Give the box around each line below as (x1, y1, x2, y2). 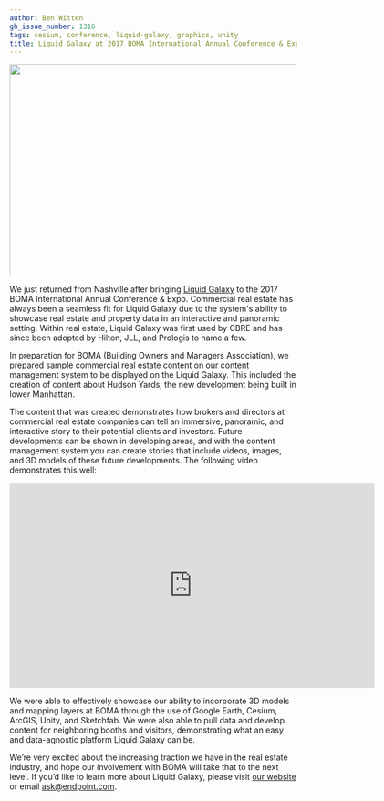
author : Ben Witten (9, 13, 84, 23)
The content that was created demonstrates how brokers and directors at (9, 407, 285, 418)
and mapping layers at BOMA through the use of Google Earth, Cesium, (9, 705, 278, 716)
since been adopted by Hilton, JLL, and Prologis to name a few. (9, 332, 247, 343)
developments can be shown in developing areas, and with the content (9, 435, 275, 447)
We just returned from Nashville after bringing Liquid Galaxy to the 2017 (9, 284, 278, 295)
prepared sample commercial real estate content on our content (9, 359, 250, 370)
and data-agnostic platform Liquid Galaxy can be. (9, 734, 196, 745)
